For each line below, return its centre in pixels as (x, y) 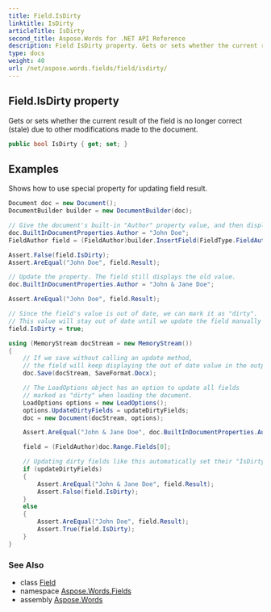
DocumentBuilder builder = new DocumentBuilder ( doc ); (101, 211)
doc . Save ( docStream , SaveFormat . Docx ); (90, 373)
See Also (26, 564)
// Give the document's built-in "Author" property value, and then (126, 225)
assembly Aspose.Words (61, 599)
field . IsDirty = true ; (46, 329)
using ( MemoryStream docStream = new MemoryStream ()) (101, 343)
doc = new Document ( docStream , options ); (93, 418)
